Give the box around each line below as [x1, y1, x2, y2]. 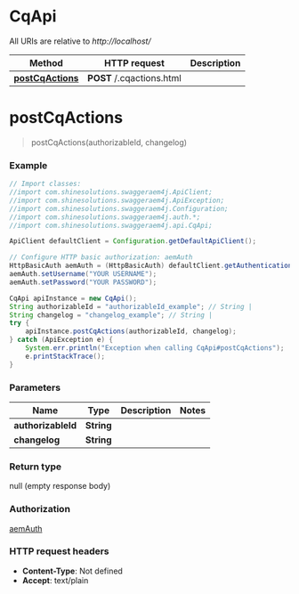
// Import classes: [9, 180, 82, 189]
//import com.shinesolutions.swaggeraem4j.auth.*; [9, 212, 201, 222]
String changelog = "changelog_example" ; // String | [9, 310, 214, 320]
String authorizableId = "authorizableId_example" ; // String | [9, 302, 253, 311]
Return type [9, 460, 62, 473]
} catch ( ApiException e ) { [9, 336, 114, 345]
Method [29, 56, 64, 69]
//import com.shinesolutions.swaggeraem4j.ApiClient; [9, 188, 214, 197]
